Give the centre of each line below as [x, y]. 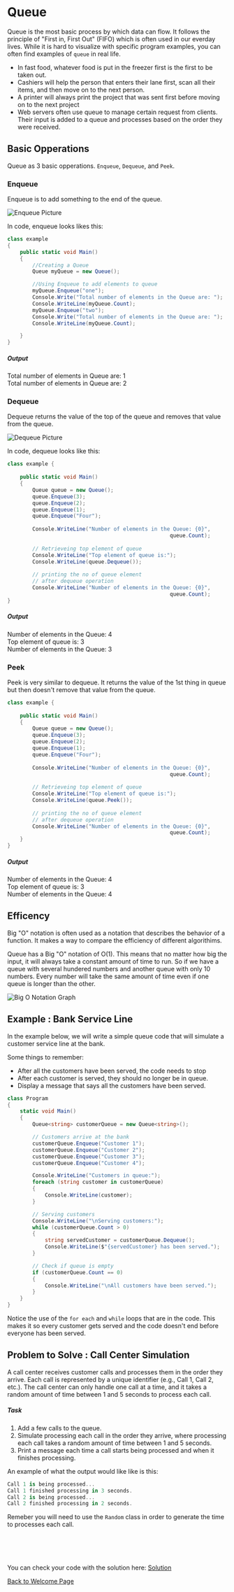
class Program [28, 1098]
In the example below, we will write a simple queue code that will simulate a [116, 1036]
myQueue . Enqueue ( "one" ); [68, 291]
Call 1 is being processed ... [51, 1484]
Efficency [29, 916]
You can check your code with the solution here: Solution [89, 1568]
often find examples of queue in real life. [64, 54]
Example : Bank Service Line [70, 1019]
